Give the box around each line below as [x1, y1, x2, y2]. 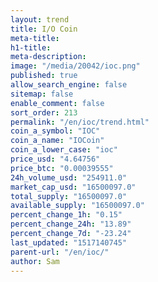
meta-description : [10, 52, 87, 62]
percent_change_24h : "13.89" [10, 219, 132, 230]
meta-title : [10, 33, 60, 43]
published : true [10, 71, 78, 81]
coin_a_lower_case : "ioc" [10, 145, 118, 155]
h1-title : [10, 42, 52, 53]
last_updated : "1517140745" [10, 237, 128, 248]
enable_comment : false [10, 98, 105, 108]
